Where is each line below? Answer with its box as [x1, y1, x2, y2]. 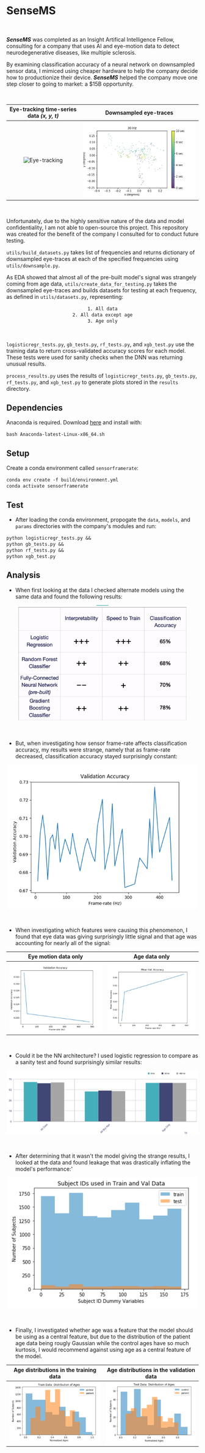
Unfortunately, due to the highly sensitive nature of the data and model [6, 217, 184, 224]
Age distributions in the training [13, 1366, 96, 1373]
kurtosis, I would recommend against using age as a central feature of [15, 1346, 192, 1353]
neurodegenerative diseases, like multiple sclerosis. [6, 48, 137, 56]
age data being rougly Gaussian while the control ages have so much [15, 1340, 189, 1346]
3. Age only [87, 318, 118, 324]
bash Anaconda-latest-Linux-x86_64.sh [6, 431, 105, 438]
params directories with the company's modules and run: [15, 522, 157, 530]
